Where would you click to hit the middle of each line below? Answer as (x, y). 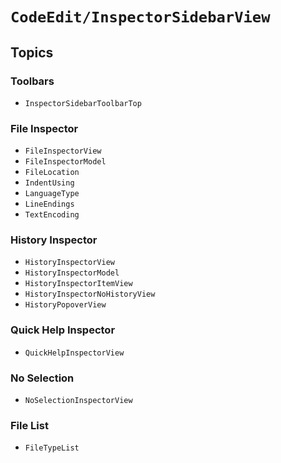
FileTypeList (52, 448)
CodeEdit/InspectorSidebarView (140, 17)
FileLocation (52, 173)
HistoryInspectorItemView (78, 284)
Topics (32, 52)
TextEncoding (52, 215)
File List (29, 425)
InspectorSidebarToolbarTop (83, 103)
